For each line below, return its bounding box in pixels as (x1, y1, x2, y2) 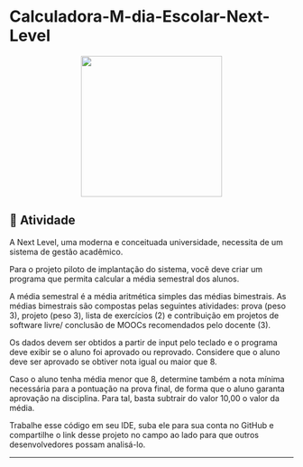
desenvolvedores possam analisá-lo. (9, 439, 146, 450)
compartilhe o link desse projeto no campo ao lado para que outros (9, 429, 260, 440)
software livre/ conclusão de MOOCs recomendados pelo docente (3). (9, 319, 271, 330)
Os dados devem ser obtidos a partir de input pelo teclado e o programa (9, 336, 278, 348)
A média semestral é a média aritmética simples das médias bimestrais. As (9, 290, 287, 301)
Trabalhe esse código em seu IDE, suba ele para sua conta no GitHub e (9, 419, 274, 430)
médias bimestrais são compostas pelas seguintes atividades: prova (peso (9, 300, 287, 311)
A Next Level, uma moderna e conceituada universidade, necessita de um (9, 236, 284, 247)
